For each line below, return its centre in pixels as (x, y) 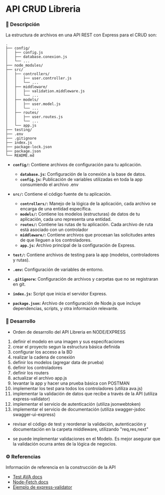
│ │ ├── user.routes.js (34, 117)
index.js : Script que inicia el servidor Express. (60, 294)
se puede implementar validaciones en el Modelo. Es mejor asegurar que (86, 439)
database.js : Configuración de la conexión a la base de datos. (83, 174)
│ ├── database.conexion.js (37, 57)
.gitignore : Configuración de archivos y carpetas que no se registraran (85, 279)
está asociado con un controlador (54, 230)
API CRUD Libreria (43, 9)
